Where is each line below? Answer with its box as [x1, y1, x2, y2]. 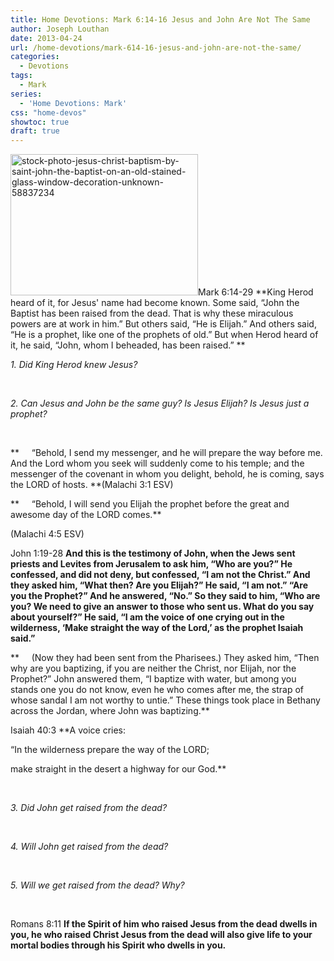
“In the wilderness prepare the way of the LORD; [10, 744, 210, 756]
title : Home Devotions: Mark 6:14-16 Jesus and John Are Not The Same [10, 14, 311, 25]
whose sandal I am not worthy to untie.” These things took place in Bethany [10, 694, 321, 706]
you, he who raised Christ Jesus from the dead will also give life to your [10, 929, 313, 941]
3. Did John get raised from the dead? [10, 802, 168, 814]
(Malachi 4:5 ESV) [10, 528, 85, 540]
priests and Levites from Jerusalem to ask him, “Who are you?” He [10, 558, 293, 570]
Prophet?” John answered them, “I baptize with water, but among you [10, 673, 297, 685]
